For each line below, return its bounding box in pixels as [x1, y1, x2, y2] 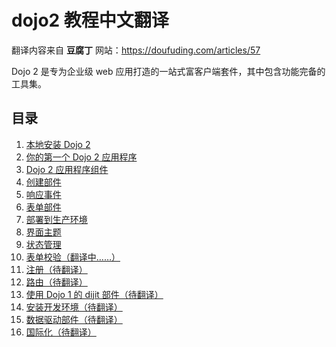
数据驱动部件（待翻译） [25, 313, 123, 325]
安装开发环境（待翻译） [25, 301, 123, 313]
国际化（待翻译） [25, 326, 97, 338]
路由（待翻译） [25, 276, 88, 288]
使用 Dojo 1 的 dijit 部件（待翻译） [25, 288, 164, 300]
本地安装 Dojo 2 [25, 138, 91, 150]
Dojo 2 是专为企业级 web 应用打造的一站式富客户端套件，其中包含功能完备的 [11, 65, 326, 77]
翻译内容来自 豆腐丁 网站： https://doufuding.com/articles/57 [11, 44, 261, 56]
